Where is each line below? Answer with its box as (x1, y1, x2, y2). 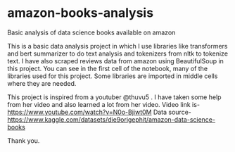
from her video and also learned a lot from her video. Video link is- (7, 100, 201, 108)
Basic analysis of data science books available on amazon (7, 28, 176, 37)
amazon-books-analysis (7, 5, 153, 21)
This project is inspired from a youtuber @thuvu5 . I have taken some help (7, 93, 222, 101)
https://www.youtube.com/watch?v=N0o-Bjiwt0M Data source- (7, 108, 191, 116)
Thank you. (7, 136, 40, 145)
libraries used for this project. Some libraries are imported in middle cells (7, 72, 218, 80)
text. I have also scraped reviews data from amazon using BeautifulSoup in (7, 56, 224, 65)
